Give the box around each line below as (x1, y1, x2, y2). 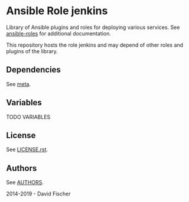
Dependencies (6, 65, 61, 75)
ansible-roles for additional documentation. (6, 30, 111, 37)
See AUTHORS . (6, 179, 44, 186)
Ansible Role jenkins (6, 4, 108, 18)
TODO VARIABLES (6, 113, 51, 120)
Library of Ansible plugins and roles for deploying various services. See (6, 24, 180, 31)
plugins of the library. (6, 47, 58, 54)
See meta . (6, 80, 31, 87)
